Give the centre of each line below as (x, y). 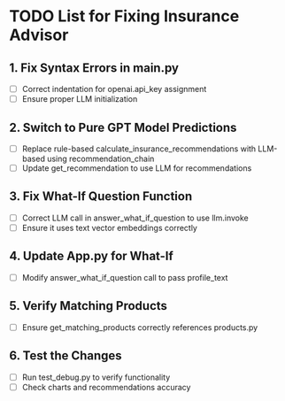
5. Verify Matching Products (89, 306)
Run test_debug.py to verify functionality (96, 377)
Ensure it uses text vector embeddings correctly (109, 227)
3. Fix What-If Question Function (101, 197)
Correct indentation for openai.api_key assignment (114, 89)
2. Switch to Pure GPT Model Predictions (123, 127)
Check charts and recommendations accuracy (106, 387)
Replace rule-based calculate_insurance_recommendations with (139, 149)
